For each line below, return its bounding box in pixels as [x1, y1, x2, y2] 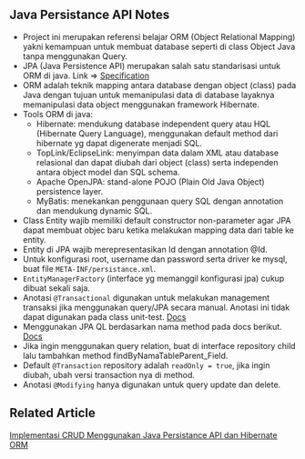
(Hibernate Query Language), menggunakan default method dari [36, 127, 279, 139]
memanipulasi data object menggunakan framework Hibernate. [22, 99, 259, 110]
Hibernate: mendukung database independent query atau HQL [36, 118, 271, 129]
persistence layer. [36, 185, 103, 196]
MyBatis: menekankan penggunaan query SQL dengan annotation [36, 195, 284, 206]
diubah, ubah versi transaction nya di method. [22, 369, 196, 380]
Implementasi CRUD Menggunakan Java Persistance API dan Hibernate [9, 429, 278, 440]
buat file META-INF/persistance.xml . [22, 263, 157, 274]
